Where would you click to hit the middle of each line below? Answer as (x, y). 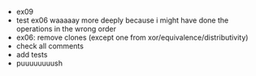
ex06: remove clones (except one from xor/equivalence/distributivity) (132, 37)
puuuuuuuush (39, 63)
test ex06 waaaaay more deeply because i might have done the (122, 20)
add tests (32, 55)
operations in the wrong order (66, 29)
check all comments (50, 46)
